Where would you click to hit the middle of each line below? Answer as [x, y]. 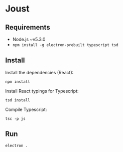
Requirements [28, 27]
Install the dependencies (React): [39, 72]
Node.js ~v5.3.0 [29, 39]
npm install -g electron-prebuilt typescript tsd [66, 45]
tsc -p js [16, 118]
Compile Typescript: [26, 109]
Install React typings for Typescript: [42, 91]
